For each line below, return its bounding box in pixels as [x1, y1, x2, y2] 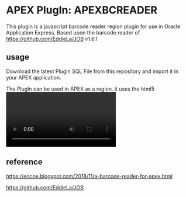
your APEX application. [6, 74, 61, 81]
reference [6, 157, 43, 167]
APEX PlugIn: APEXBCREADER [6, 4, 158, 17]
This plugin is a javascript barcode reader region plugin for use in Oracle [6, 23, 181, 30]
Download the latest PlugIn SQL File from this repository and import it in [6, 68, 179, 75]
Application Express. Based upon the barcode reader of [6, 29, 140, 36]
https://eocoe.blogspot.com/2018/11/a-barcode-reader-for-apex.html [6, 172, 173, 179]
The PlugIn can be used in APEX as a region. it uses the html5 [6, 85, 155, 92]
